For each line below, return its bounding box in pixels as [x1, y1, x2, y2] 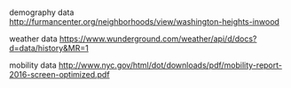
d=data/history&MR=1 [9, 43, 89, 54]
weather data [9, 33, 58, 44]
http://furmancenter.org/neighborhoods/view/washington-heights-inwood [9, 17, 279, 27]
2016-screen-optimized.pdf [9, 70, 110, 80]
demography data [9, 7, 75, 18]
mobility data [9, 60, 58, 70]
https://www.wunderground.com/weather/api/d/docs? [59, 33, 257, 44]
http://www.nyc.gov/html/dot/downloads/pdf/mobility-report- [58, 60, 282, 70]
